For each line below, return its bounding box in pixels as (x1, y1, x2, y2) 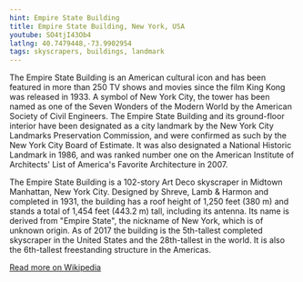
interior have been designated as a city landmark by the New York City (9, 120, 275, 132)
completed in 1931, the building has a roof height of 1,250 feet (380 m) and (9, 196, 289, 207)
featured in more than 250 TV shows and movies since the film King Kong (9, 82, 286, 93)
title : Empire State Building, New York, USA (9, 22, 185, 31)
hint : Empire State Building (9, 13, 120, 23)
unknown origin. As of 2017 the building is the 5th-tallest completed (9, 225, 264, 237)
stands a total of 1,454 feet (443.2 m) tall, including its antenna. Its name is (9, 206, 289, 217)
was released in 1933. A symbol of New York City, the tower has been (9, 92, 270, 103)
